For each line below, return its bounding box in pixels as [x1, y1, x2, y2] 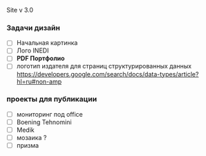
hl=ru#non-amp [16, 77, 62, 86]
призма [16, 142, 39, 150]
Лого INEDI [16, 46, 49, 55]
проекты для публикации [6, 95, 97, 104]
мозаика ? [16, 134, 47, 142]
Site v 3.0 [6, 6, 34, 14]
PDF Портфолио [16, 55, 65, 63]
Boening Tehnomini [16, 117, 72, 126]
